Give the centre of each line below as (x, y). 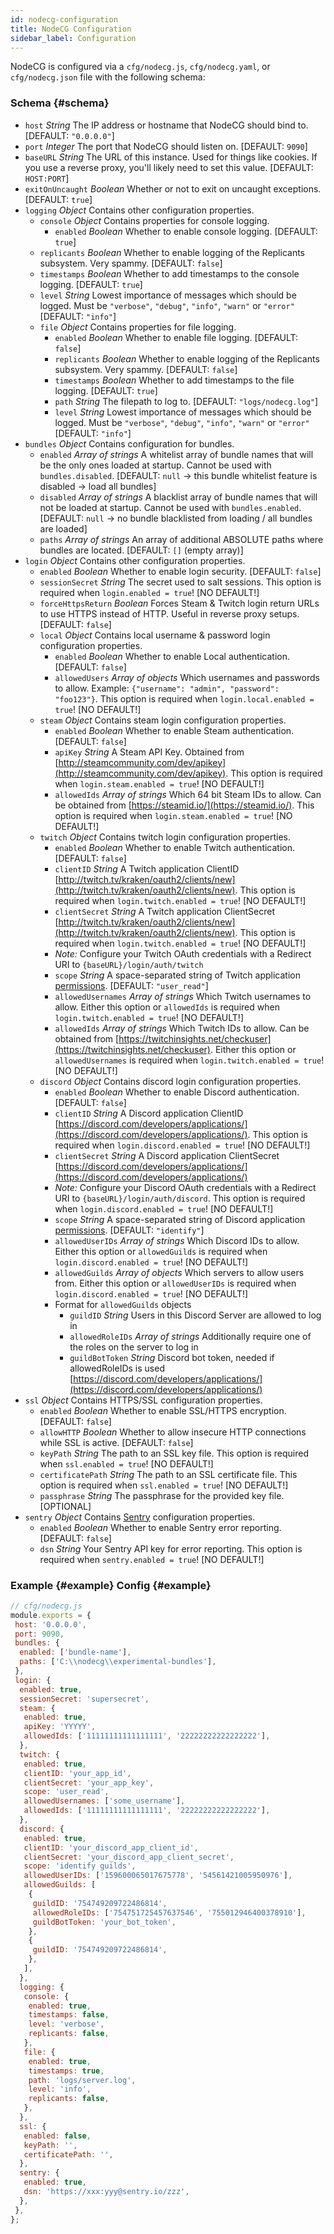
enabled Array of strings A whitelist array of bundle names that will (176, 454)
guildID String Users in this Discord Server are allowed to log (195, 1315)
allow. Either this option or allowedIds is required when (167, 1007)
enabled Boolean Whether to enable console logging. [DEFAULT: (186, 231)
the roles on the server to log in (134, 1347)
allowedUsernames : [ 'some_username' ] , (104, 1801)
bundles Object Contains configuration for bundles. (129, 443)
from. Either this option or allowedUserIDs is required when (175, 1283)
